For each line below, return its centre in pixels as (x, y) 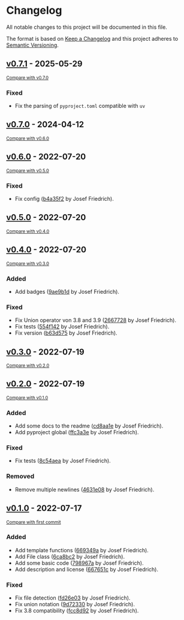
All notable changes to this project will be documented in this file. (87, 27)
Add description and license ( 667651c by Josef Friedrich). (87, 569)
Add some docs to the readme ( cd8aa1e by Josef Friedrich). (89, 426)
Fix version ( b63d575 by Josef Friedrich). (66, 333)
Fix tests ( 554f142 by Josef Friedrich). (62, 327)
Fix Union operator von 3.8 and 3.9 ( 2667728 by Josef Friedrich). (96, 320)
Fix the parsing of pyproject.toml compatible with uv (80, 106)
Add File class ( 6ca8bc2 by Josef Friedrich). (70, 556)
